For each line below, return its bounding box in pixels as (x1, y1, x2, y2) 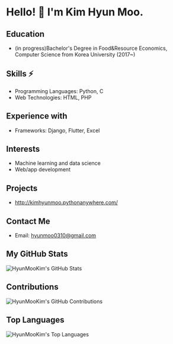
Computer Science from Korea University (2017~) (14, 51, 136, 58)
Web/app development (14, 166, 71, 173)
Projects (6, 183, 38, 193)
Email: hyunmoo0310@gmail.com (14, 232, 97, 239)
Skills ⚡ (6, 69, 34, 79)
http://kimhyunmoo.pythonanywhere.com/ (14, 199, 118, 206)
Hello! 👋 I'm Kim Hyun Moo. (6, 5, 144, 19)
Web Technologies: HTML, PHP (14, 94, 92, 101)
